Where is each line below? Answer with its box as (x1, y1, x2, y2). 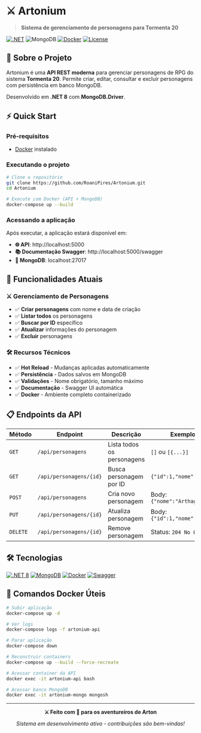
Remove (107, 524, 131, 533)
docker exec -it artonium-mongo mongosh (6, 692, 109, 698)
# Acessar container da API (6, 670, 77, 676)
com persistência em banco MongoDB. (6, 81, 102, 89)
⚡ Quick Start (6, 111, 57, 121)
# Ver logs (6, 621, 33, 627)
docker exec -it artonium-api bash (6, 676, 95, 682)
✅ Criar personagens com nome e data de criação (14, 306, 141, 313)
